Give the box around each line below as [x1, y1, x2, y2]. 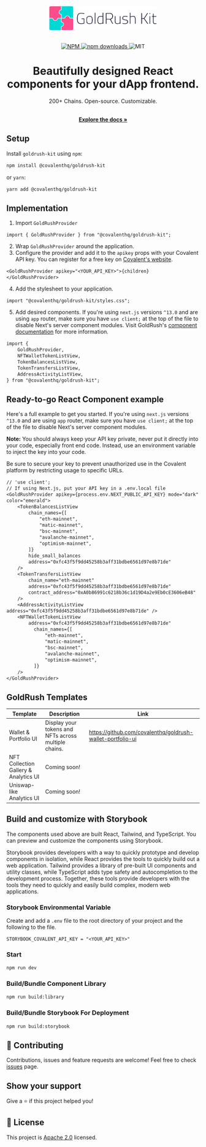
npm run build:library [6, 994, 64, 1001]
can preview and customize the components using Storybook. [6, 836, 163, 844]
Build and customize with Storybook [6, 814, 148, 825]
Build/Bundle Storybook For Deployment [6, 1009, 129, 1017]
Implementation [6, 203, 69, 214]
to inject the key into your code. [6, 449, 86, 456]
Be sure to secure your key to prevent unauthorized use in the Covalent [6, 460, 186, 468]
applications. [6, 888, 39, 895]
